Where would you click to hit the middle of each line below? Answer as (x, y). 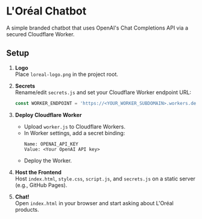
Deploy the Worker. (48, 160)
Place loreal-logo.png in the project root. (67, 74)
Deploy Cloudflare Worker (48, 115)
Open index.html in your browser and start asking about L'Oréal (94, 203)
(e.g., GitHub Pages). (41, 185)
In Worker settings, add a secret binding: (74, 133)
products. (27, 209)
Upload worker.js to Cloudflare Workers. (74, 126)
